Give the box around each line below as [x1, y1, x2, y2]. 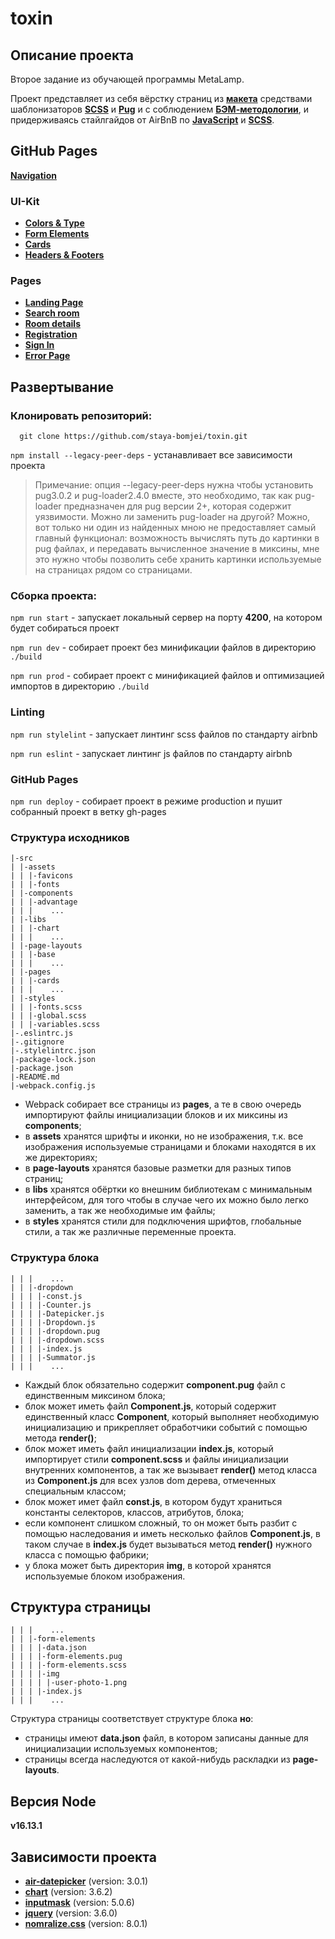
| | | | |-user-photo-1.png [10, 1678, 128, 1688]
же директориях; [24, 1152, 98, 1164]
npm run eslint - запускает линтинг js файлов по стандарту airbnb [10, 747, 293, 759]
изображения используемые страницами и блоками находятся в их [24, 1141, 317, 1153]
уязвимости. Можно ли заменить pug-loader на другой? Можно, [34, 511, 311, 523]
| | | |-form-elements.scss [10, 1660, 128, 1671]
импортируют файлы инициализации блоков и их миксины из [24, 1109, 288, 1121]
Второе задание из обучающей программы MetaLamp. [10, 73, 245, 85]
